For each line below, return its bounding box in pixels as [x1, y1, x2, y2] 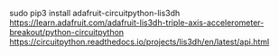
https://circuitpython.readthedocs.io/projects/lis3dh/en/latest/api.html [9, 36, 270, 47]
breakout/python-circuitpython [9, 27, 125, 37]
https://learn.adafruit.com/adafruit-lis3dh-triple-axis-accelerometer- [9, 17, 265, 28]
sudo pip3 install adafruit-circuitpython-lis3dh [9, 8, 181, 18]
